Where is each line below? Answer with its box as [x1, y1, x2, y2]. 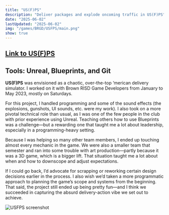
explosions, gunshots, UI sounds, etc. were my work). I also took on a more [5, 106, 161, 112]
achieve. [5, 195, 23, 201]
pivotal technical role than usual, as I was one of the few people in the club [5, 111, 160, 117]
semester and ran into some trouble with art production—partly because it [5, 148, 159, 154]
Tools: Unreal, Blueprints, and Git [5, 66, 111, 75]
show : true [5, 31, 28, 36]
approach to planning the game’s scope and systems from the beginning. [5, 179, 157, 185]
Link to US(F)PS [5, 49, 55, 58]
